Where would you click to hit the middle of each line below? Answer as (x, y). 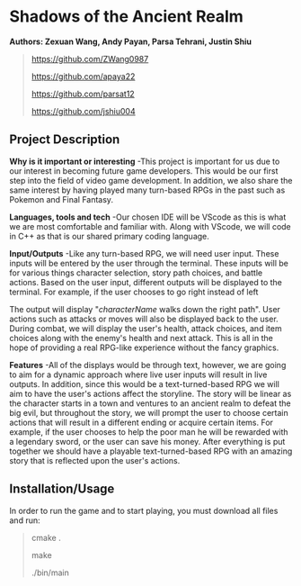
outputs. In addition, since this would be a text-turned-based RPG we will (145, 383)
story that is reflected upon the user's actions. (95, 460)
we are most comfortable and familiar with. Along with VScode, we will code (150, 226)
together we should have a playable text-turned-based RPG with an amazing (151, 451)
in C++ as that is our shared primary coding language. (109, 236)
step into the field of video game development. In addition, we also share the (151, 180)
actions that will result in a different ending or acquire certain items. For (142, 422)
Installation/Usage (62, 489)
